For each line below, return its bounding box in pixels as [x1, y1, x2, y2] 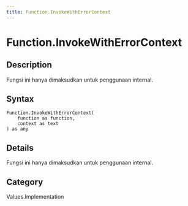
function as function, [17, 115, 75, 121]
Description [6, 59, 52, 71]
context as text [17, 121, 59, 127]
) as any [6, 126, 29, 132]
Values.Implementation [6, 193, 64, 200]
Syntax [6, 94, 34, 104]
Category [6, 177, 43, 187]
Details [6, 142, 34, 153]
